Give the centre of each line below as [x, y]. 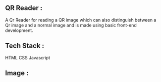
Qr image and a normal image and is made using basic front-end [71, 25]
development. [19, 30]
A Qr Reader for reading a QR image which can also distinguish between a [81, 20]
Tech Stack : [25, 46]
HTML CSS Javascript [28, 57]
